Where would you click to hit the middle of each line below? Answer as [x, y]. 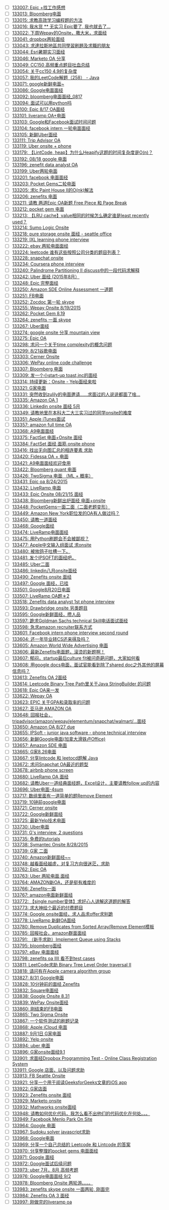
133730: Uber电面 [31, 827]
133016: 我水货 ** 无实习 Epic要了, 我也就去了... [61, 26]
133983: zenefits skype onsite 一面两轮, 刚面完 [61, 1189]
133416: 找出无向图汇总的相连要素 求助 [52, 450]
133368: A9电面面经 [33, 431]
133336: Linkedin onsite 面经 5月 [46, 406]
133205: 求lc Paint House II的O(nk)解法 [53, 190]
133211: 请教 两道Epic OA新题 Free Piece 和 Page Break [69, 202]
